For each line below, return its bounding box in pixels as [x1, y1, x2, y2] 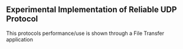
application [6, 35, 34, 43]
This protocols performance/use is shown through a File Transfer [6, 30, 164, 37]
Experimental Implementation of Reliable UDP [6, 5, 177, 15]
